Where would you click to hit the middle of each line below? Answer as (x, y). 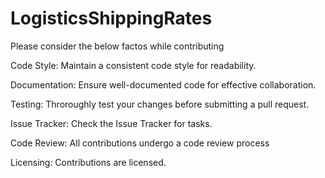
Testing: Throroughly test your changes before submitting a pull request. (160, 104)
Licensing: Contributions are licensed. (88, 162)
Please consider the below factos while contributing (117, 46)
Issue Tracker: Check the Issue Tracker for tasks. (111, 123)
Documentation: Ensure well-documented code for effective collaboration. (163, 84)
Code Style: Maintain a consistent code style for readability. (133, 65)
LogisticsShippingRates (111, 18)
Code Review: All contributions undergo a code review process (140, 143)
